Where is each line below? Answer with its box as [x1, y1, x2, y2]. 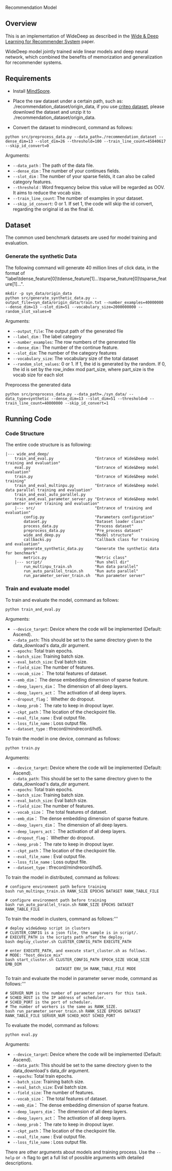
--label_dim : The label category [12, 333, 82, 339]
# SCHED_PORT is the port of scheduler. [5, 1000, 93, 1005]
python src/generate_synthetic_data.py [5, 295, 91, 301]
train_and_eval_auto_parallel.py [14, 492, 86, 497]
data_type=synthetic [5, 396, 50, 401]
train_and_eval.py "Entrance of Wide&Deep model [14, 456, 159, 461]
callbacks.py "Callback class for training [24, 537, 159, 543]
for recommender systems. [5, 59, 62, 65]
